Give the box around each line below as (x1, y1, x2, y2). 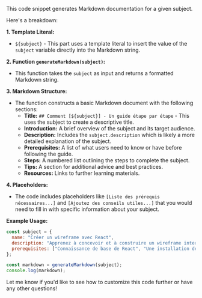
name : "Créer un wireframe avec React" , (11, 234, 114, 240)
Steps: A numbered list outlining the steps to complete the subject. (23, 157, 190, 164)
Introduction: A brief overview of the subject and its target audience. (23, 125, 195, 132)
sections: (14, 106, 38, 113)
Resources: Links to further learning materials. (23, 169, 140, 177)
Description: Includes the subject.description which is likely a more (23, 132, 195, 138)
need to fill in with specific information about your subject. (14, 205, 159, 213)
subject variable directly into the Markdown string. (14, 46, 141, 53)
